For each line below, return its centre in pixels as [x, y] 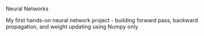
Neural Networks [27, 9]
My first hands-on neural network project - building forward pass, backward [102, 20]
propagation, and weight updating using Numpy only [72, 27]
